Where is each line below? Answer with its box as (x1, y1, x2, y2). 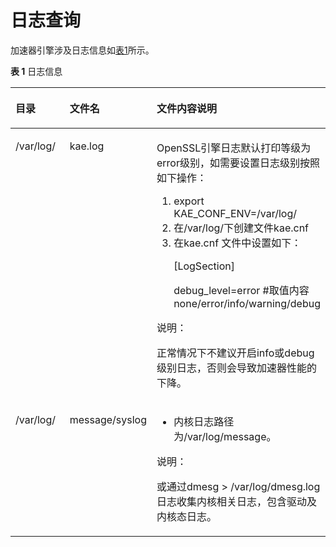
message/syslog (69, 412, 147, 426)
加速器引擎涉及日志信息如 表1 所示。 (10, 44, 155, 56)
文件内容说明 (156, 101, 217, 115)
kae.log (69, 139, 105, 153)
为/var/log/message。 (173, 429, 277, 443)
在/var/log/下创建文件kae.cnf (173, 221, 310, 235)
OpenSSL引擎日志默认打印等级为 (156, 141, 312, 155)
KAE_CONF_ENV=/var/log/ (173, 206, 297, 220)
